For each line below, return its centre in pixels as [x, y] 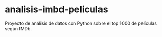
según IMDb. [18, 28]
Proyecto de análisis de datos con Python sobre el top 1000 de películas [81, 23]
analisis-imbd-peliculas [56, 9]
